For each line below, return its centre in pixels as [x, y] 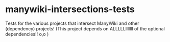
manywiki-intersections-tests [70, 9]
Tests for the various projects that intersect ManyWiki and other [72, 23]
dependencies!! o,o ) [27, 34]
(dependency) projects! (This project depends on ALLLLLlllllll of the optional [85, 28]
